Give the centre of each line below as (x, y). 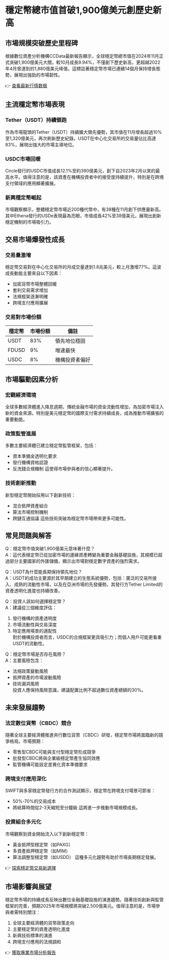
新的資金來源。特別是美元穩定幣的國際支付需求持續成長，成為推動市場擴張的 (84, 413)
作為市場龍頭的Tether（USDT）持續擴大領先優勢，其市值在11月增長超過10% (84, 132)
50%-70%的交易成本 (34, 801)
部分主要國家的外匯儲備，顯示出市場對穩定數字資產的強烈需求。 (75, 561)
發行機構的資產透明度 (34, 619)
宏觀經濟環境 (21, 395)
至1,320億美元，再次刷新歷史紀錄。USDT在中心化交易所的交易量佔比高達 (81, 138)
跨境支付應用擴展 (30, 303)
